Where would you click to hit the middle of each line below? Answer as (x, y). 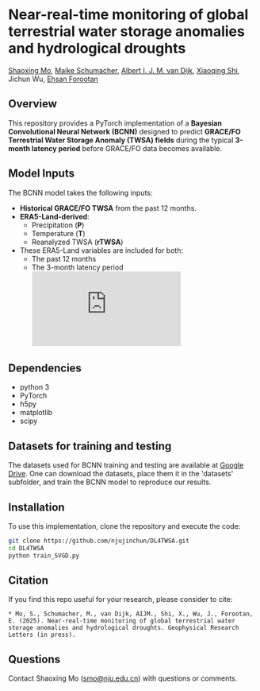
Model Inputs (42, 174)
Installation (36, 507)
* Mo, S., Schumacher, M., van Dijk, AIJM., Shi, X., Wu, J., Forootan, (131, 614)
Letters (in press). (42, 635)
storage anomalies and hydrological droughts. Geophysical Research (124, 628)
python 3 (34, 387)
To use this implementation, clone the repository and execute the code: (124, 526)
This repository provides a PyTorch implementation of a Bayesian (115, 123)
